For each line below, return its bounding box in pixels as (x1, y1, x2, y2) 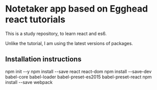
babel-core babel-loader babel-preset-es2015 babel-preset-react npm (5, 74, 152, 80)
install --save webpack (5, 79, 53, 85)
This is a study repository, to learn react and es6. (5, 30, 107, 36)
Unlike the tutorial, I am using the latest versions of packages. (5, 40, 133, 46)
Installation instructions (5, 55, 82, 64)
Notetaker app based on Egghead (5, 3, 148, 15)
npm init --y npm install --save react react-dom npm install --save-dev (5, 68, 152, 74)
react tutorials (5, 14, 65, 25)
